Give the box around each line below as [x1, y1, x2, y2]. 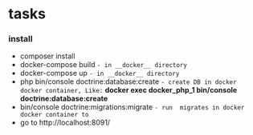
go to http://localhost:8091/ [19, 117, 111, 128]
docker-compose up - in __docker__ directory [19, 69, 180, 78]
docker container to [19, 111, 89, 119]
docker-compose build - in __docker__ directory [19, 60, 187, 69]
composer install [19, 51, 75, 61]
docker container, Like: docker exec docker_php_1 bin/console [19, 85, 238, 95]
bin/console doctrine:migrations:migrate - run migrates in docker [19, 102, 245, 112]
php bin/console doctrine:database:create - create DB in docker [19, 77, 237, 86]
